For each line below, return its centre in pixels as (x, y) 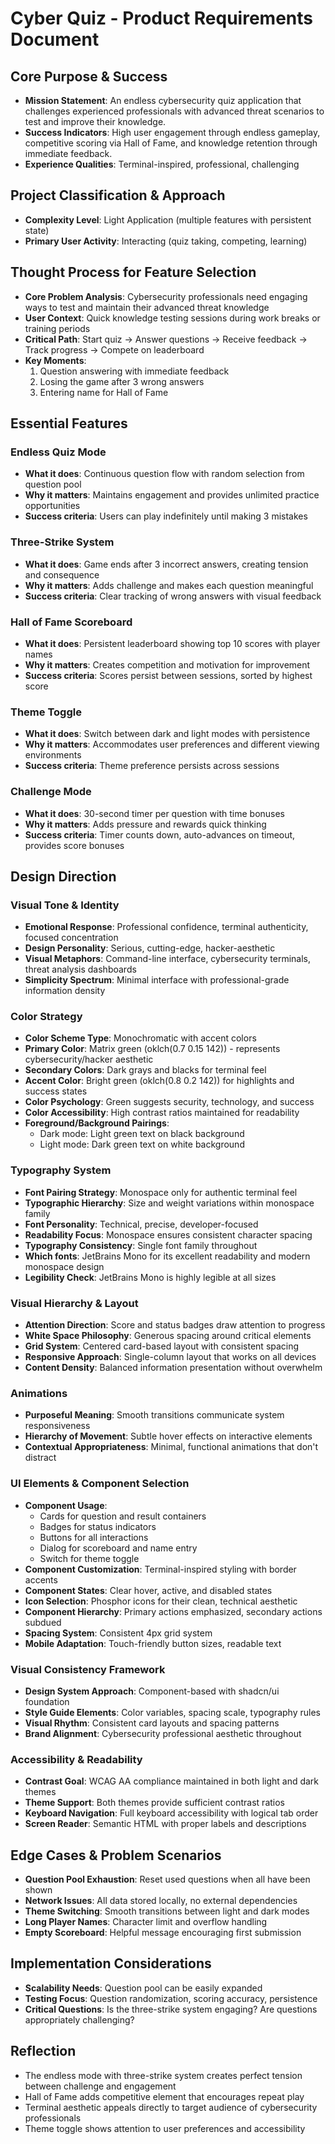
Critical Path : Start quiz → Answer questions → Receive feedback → (166, 339)
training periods (57, 328)
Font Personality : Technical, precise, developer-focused (141, 1224)
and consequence (62, 574)
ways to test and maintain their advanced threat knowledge (147, 307)
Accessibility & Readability (76, 1759)
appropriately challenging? (79, 2019)
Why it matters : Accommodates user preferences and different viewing (172, 744)
